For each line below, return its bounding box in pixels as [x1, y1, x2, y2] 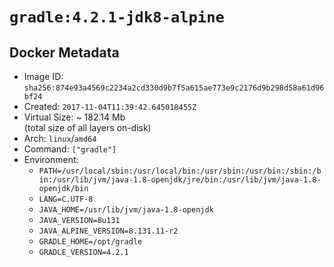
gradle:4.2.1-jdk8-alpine [9, 8, 225, 27]
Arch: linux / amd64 [23, 133, 97, 144]
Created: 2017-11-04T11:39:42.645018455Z [23, 101, 197, 112]
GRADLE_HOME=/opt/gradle [38, 237, 143, 247]
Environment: [23, 154, 79, 165]
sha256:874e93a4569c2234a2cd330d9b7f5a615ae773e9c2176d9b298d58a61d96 [23, 83, 325, 93]
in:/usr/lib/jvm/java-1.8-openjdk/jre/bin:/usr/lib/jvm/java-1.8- [38, 175, 322, 185]
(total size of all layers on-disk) [23, 122, 152, 133]
